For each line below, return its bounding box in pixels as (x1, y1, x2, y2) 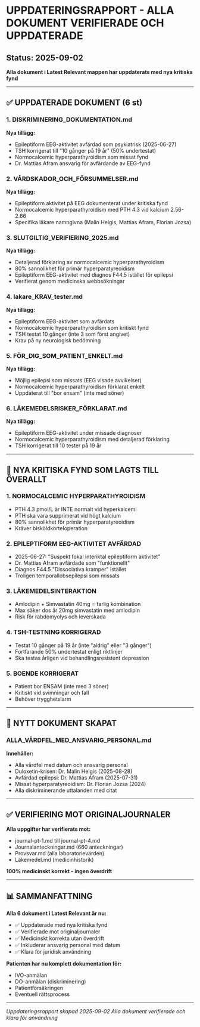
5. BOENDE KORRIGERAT (6, 669, 79, 678)
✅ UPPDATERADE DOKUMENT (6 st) (6, 98, 143, 108)
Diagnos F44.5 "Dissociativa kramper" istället (14, 566, 127, 573)
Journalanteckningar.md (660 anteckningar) (14, 843, 123, 850)
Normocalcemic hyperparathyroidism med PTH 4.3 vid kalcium (14, 206, 170, 213)
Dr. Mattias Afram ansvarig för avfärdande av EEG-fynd (14, 159, 151, 167)
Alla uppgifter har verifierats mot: (6, 825, 91, 833)
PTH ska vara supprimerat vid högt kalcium (14, 512, 121, 519)
